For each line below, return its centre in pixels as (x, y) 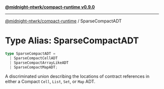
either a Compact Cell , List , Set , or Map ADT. (50, 82)
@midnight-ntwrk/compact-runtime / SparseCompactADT (63, 21)
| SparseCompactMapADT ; (33, 67)
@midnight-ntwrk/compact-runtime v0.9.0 (50, 7)
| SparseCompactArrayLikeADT (39, 63)
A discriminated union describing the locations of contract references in (77, 76)
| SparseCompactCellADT (33, 58)
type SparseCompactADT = (30, 53)
